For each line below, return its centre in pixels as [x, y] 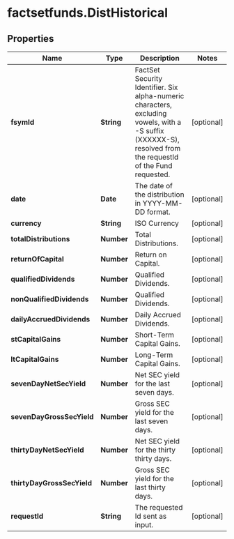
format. [158, 212]
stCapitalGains [36, 339]
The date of [154, 186]
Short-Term [155, 335]
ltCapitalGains [35, 359]
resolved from [158, 148]
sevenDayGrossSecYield [52, 417]
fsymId [23, 122]
